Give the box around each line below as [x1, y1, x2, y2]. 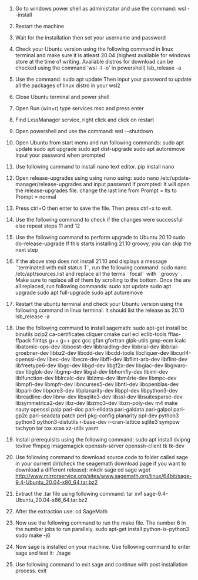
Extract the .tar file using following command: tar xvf [15, 490, 143, 497]
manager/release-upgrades [15, 181, 82, 187]
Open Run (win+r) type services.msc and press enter [15, 105, 145, 111]
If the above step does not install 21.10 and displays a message [15, 258, 167, 265]
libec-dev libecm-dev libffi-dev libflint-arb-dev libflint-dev [47, 356, 187, 362]
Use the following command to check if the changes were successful [15, 216, 183, 223]
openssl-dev [15, 356, 46, 362]
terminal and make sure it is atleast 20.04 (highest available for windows [15, 52, 190, 58]
